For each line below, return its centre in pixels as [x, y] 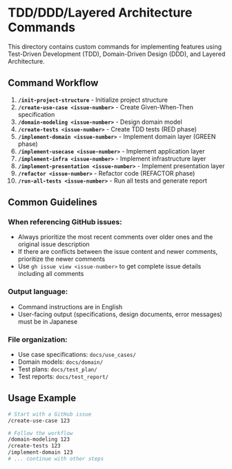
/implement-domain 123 [40, 452]
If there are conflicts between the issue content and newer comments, [118, 252]
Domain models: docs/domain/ [60, 362]
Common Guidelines [52, 202]
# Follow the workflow [40, 433]
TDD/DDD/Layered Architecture [100, 13]
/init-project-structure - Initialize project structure [93, 100]
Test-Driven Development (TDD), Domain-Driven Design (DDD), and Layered [117, 54]
